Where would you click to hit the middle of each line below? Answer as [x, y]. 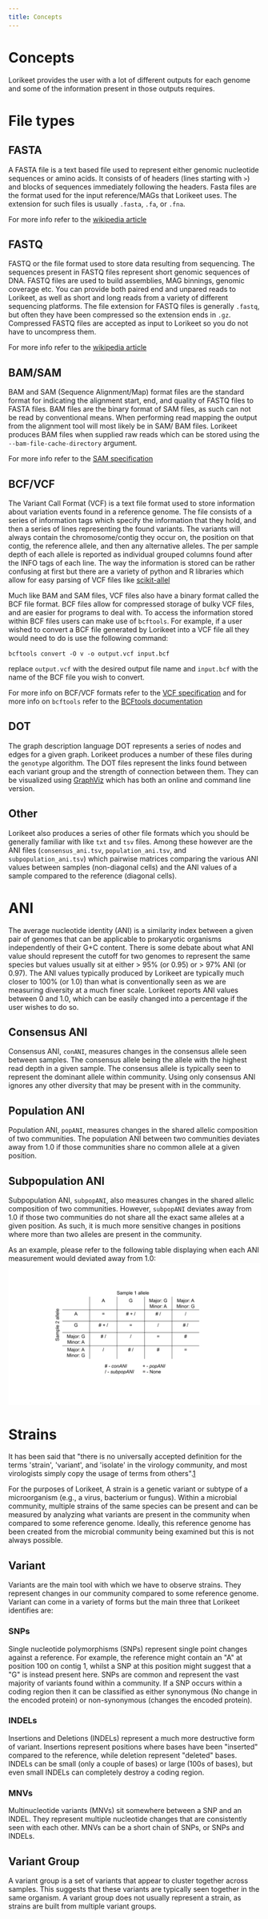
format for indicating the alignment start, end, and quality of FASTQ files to [131, 400]
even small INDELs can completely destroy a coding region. [106, 1772]
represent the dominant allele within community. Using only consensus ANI [132, 1077]
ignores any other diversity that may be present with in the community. [125, 1085]
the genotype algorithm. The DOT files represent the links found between [128, 763]
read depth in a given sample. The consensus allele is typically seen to [125, 1069]
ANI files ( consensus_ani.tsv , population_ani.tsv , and [97, 850]
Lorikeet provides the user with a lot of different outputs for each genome [129, 79]
